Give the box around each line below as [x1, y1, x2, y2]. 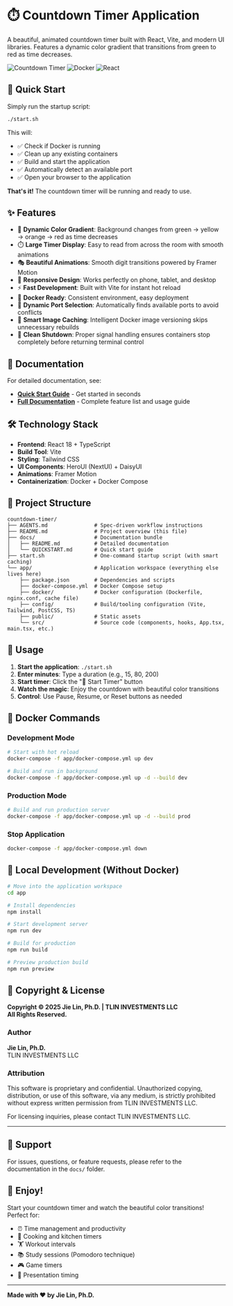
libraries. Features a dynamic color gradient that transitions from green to [7, 42, 216, 51]
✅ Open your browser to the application [17, 173, 131, 181]
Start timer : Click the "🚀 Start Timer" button [17, 677, 144, 685]
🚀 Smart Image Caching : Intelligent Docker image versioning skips [17, 316, 208, 324]
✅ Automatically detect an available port [17, 165, 133, 173]
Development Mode [7, 733, 75, 742]
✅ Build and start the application [17, 157, 110, 165]
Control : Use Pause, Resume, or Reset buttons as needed [17, 692, 182, 701]
